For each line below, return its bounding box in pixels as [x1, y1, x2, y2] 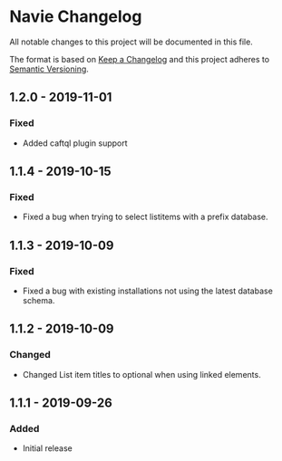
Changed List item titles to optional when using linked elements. [22, 369, 261, 379]
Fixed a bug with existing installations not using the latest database [22, 285, 274, 296]
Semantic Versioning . [9, 63, 89, 74]
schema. [22, 295, 55, 305]
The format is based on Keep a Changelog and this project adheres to [9, 53, 270, 64]
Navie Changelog [9, 6, 142, 27]
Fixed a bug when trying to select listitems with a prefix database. [22, 211, 269, 223]
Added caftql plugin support [22, 138, 129, 149]
